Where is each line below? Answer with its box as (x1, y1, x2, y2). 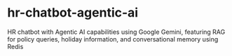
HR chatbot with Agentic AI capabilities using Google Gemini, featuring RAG (7, 28, 226, 36)
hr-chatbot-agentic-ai (7, 5, 139, 21)
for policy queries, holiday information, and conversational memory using (7, 35, 219, 43)
